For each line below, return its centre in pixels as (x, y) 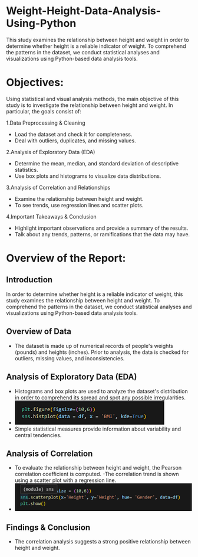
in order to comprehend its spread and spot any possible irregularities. (100, 398)
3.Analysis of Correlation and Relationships (58, 187)
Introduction (29, 280)
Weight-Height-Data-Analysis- (83, 11)
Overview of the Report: (66, 258)
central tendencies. (38, 435)
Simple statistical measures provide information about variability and (98, 429)
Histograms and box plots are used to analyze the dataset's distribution (101, 391)
